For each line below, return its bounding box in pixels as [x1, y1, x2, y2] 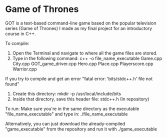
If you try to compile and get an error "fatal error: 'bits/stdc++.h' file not [5, 75, 153, 81]
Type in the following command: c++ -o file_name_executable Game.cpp [12, 55, 162, 61]
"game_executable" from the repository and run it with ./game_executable [5, 126, 157, 132]
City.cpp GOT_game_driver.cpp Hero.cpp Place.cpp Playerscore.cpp [12, 60, 153, 66]
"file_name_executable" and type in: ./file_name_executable [5, 111, 128, 117]
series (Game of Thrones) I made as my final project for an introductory [5, 25, 152, 31]
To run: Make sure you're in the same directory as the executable [5, 105, 139, 111]
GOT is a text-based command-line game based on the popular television [5, 20, 156, 26]
